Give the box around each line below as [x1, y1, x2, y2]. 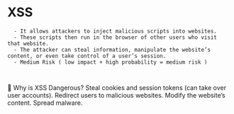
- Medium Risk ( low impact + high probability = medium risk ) [13, 58, 208, 66]
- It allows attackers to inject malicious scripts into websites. [13, 28, 218, 35]
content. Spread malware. [7, 98, 83, 107]
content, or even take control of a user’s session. [7, 52, 167, 59]
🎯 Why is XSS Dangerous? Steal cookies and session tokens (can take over [7, 83, 227, 92]
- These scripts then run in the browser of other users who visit [13, 33, 218, 41]
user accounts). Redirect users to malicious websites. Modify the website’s [7, 91, 225, 99]
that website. [7, 40, 50, 47]
